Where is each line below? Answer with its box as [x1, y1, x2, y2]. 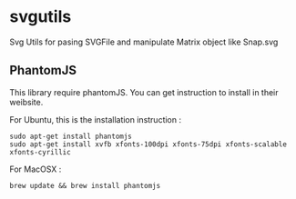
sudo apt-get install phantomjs [9, 132, 132, 141]
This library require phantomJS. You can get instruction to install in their [9, 86, 280, 97]
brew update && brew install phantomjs [9, 181, 161, 190]
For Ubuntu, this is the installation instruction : [9, 114, 182, 124]
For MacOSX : [9, 164, 62, 174]
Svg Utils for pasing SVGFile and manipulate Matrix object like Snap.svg [9, 36, 279, 47]
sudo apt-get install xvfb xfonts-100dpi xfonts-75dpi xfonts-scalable [9, 139, 287, 149]
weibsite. [9, 96, 44, 107]
